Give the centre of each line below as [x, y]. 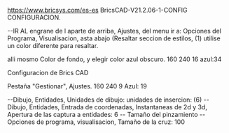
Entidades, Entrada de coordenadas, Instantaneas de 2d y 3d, [118, 107]
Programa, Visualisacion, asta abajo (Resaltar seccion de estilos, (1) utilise [114, 38]
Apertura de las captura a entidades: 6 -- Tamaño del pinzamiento [103, 115]
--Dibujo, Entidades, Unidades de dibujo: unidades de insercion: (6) [105, 100]
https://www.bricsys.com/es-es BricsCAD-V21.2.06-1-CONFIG [97, 10]
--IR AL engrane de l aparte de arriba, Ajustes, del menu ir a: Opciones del [114, 31]
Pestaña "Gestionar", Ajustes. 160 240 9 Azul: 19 [77, 86]
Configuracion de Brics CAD [48, 73]
